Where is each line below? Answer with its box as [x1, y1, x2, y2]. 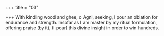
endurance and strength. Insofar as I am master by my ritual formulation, [5, 20, 157, 25]
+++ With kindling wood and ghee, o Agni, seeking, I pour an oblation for [5, 14, 158, 20]
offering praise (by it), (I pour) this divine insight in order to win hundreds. [5, 25, 159, 31]
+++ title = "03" [5, 5, 39, 10]
